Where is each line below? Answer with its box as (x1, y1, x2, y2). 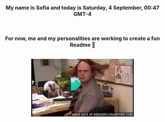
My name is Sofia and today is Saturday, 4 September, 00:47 (6, 4, 159, 11)
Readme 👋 (70, 42, 95, 49)
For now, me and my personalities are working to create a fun (5, 35, 160, 42)
